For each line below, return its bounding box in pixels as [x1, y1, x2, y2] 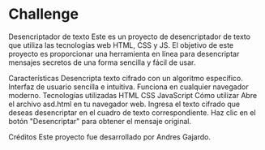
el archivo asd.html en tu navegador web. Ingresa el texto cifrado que [8, 99, 241, 109]
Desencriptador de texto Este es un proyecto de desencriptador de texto [8, 32, 251, 41]
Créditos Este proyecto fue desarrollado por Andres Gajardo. [8, 131, 211, 142]
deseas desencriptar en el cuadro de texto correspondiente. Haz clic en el [8, 107, 257, 118]
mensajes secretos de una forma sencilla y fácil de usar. [8, 58, 196, 67]
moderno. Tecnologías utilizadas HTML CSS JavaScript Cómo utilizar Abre [8, 90, 258, 100]
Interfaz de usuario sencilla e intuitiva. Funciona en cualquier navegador [8, 82, 249, 92]
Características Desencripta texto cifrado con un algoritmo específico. [8, 73, 243, 83]
